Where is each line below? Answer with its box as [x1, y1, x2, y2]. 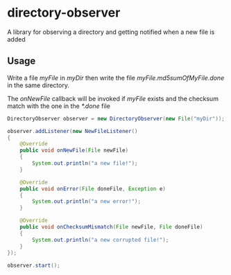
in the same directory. [7, 81, 69, 89]
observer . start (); [7, 262, 60, 269]
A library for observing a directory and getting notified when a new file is [7, 28, 215, 36]
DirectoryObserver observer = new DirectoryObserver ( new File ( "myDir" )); [7, 115, 225, 122]
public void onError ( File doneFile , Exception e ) [19, 185, 166, 192]
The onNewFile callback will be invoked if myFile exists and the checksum [7, 94, 219, 103]
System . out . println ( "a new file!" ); [32, 160, 138, 167]
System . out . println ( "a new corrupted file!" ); [32, 236, 169, 243]
